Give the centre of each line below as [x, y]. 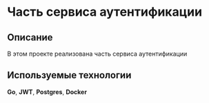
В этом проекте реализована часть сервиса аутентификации [97, 54]
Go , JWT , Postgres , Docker [47, 92]
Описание [30, 37]
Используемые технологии [69, 75]
